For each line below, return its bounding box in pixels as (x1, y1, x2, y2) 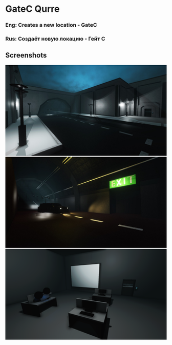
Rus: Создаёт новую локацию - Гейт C (5, 35, 105, 43)
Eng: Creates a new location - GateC (5, 22, 97, 29)
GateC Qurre (5, 3, 60, 15)
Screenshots (5, 51, 47, 60)
